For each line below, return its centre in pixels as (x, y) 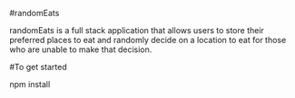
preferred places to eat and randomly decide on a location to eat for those (148, 40)
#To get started (38, 67)
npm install (30, 84)
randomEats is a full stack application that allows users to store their (137, 30)
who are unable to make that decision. (81, 49)
